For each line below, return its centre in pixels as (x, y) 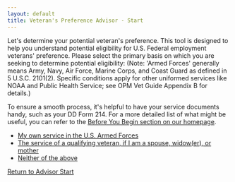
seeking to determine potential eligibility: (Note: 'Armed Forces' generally (114, 63)
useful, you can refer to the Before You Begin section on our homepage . (112, 121)
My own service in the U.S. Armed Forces (78, 135)
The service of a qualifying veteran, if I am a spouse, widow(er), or (114, 142)
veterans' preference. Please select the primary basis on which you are (111, 55)
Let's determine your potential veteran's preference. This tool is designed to (118, 40)
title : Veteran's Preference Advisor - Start (75, 20)
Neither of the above (47, 158)
